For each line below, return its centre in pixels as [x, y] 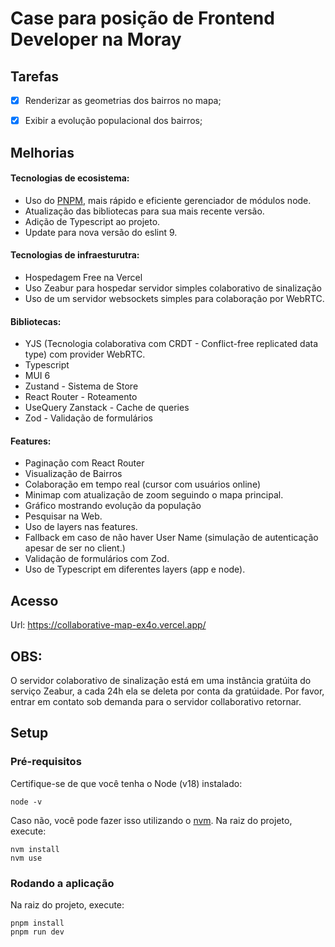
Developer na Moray [96, 39]
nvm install [35, 849]
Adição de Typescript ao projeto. [92, 221]
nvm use [26, 858]
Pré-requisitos [46, 762]
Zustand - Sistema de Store [81, 386]
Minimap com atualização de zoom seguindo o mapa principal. [154, 495]
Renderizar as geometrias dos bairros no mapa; [123, 100]
